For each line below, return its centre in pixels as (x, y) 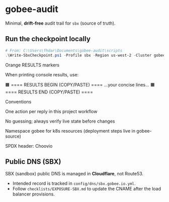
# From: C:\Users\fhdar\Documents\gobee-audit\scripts (64, 51)
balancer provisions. (34, 194)
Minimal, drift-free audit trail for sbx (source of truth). (60, 23)
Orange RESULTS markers (32, 65)
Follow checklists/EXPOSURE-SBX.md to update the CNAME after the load (87, 189)
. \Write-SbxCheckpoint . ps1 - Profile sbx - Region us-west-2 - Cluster (78, 55)
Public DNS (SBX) (33, 162)
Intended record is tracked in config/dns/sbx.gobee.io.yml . (74, 183)
